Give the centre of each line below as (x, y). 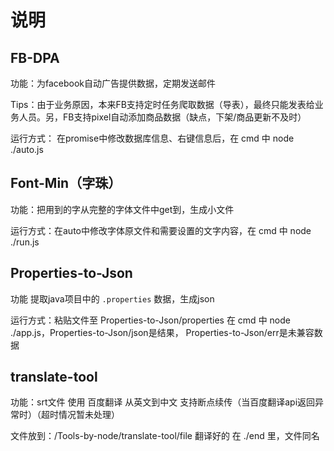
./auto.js (27, 149)
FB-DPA (35, 57)
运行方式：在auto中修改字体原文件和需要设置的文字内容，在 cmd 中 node (161, 230)
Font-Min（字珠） (66, 183)
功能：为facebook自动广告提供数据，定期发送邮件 (113, 83)
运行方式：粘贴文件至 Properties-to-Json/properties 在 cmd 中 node (150, 320)
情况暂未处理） (89, 415)
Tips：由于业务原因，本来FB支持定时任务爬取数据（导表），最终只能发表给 (162, 104)
